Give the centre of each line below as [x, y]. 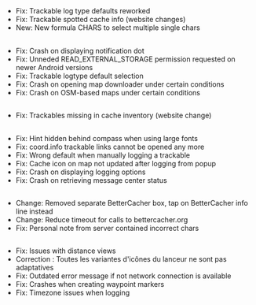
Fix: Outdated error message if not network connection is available [123, 276]
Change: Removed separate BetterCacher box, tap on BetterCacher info [132, 203]
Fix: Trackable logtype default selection [79, 76]
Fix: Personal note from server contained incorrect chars [107, 228]
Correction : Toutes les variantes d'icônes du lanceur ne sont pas [121, 259]
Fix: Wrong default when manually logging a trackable [103, 155]
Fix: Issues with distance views [66, 251]
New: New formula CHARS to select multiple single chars [108, 28]
